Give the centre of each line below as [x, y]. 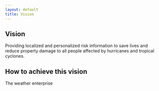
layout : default [22, 10]
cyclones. [15, 56]
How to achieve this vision [46, 71]
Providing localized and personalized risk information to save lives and [77, 46]
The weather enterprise [29, 83]
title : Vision [20, 14]
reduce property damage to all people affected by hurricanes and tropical [80, 51]
